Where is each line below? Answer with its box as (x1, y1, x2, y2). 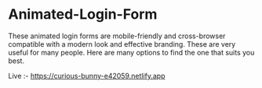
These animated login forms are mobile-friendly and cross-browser (8, 31, 226, 40)
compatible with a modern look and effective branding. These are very (8, 39, 236, 48)
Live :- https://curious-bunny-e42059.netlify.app (8, 71, 166, 80)
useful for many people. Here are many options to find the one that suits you (8, 48, 255, 57)
